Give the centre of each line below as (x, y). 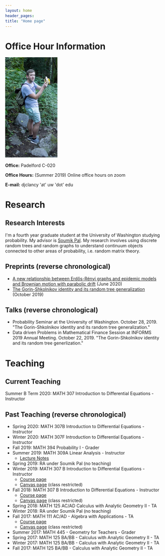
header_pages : (20, 16)
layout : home (19, 10)
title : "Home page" (25, 21)
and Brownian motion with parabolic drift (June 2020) (67, 284)
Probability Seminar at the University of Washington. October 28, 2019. (85, 322)
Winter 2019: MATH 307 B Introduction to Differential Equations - (79, 469)
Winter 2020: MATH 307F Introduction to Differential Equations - (78, 437)
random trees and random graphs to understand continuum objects (74, 245)
